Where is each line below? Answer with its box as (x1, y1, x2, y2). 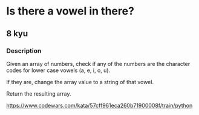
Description (6, 47, 42, 55)
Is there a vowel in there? (6, 4, 135, 18)
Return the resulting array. (6, 90, 71, 97)
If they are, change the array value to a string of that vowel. (6, 78, 154, 85)
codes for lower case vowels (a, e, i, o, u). (6, 67, 111, 74)
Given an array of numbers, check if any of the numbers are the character (6, 60, 191, 67)
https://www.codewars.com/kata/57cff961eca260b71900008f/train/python (6, 102, 193, 109)
